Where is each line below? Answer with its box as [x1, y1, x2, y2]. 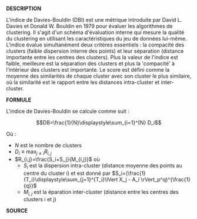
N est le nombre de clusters [14, 142, 82, 149]
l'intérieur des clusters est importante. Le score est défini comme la [6, 66, 170, 73]
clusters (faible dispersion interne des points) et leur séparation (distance [6, 48, 184, 55]
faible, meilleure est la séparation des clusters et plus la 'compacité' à [6, 60, 175, 67]
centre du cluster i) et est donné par [23, 170, 111, 177]
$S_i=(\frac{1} [111, 170, 146, 177]
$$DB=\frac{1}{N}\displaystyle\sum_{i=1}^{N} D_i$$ [36, 119, 162, 126]
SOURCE [6, 207, 28, 214]
